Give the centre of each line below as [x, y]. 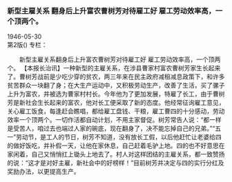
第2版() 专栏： [27, 45]
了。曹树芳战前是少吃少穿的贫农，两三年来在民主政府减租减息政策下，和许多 [116, 77]
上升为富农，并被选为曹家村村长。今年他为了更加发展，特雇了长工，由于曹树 [116, 94]
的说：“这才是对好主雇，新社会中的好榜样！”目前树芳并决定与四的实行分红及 [116, 163]
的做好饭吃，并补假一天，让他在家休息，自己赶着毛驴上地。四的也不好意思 [113, 145]
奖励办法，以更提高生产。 [43, 172]
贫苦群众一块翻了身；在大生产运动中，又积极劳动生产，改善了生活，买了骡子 [116, 85]
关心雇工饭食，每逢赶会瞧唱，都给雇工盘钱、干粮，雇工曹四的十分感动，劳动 [116, 111]
